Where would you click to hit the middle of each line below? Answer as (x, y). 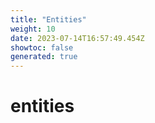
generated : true (44, 57)
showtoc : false (42, 47)
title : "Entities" (48, 19)
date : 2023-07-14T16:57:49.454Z (77, 38)
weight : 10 (33, 29)
